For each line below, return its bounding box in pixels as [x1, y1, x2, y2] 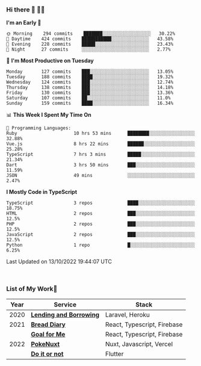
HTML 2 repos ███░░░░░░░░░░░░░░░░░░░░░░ [6, 211, 196, 217]
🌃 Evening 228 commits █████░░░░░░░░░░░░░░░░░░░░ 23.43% [6, 42, 173, 48]
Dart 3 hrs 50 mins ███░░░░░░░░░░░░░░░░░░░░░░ [6, 162, 196, 168]
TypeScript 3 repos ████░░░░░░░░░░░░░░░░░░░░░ [6, 200, 196, 206]
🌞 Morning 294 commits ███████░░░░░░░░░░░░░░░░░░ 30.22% [6, 31, 176, 37]
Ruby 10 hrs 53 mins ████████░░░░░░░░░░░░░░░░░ [6, 131, 196, 137]
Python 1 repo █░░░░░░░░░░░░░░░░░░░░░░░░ [6, 242, 196, 249]
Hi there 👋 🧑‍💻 [6, 5, 45, 14]
